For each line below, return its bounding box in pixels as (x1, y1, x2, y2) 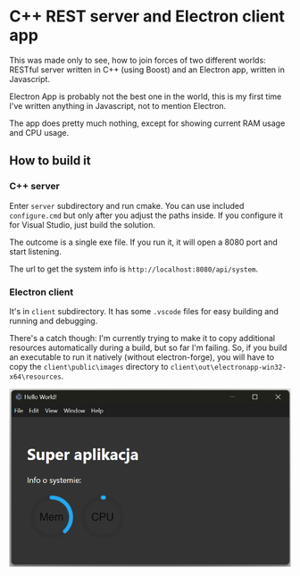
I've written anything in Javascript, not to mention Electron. (9, 100, 227, 111)
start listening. (9, 246, 62, 256)
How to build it (9, 154, 91, 169)
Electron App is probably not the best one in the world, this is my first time (9, 91, 282, 102)
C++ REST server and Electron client (9, 6, 286, 27)
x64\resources (9, 372, 62, 381)
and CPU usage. (9, 127, 70, 138)
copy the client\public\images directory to (9, 361, 169, 371)
